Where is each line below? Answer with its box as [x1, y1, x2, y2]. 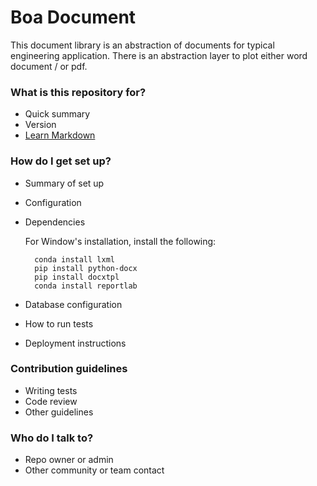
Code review [24, 395, 78, 407]
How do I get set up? [10, 154, 112, 168]
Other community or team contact [24, 464, 165, 476]
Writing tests [24, 384, 78, 396]
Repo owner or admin [24, 454, 114, 466]
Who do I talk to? [10, 431, 94, 445]
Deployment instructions [24, 337, 127, 349]
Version [24, 119, 57, 131]
